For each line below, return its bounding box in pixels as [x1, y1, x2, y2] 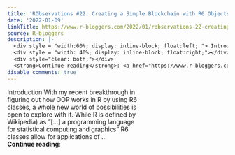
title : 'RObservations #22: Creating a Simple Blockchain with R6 [7, 10, 205, 17]
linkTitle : [7, 23, 39, 30]
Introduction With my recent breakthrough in [7, 88, 135, 96]
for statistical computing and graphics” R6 [7, 125, 129, 133]
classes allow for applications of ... [7, 132, 107, 140]
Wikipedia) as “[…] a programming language [7, 117, 135, 126]
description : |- [7, 36, 55, 43]
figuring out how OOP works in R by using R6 [7, 95, 138, 103]
